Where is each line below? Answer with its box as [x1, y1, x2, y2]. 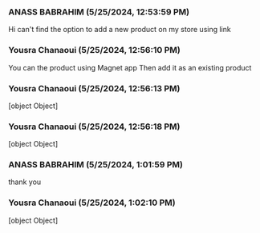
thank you [8, 177, 42, 187]
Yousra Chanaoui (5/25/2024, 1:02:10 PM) [8, 197, 176, 208]
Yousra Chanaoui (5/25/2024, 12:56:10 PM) [8, 45, 181, 56]
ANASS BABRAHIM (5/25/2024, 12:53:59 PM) [8, 6, 190, 18]
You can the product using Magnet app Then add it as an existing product [8, 62, 252, 72]
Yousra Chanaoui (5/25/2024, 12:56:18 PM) [8, 121, 181, 132]
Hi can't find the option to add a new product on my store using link [8, 25, 231, 34]
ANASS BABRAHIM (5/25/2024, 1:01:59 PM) [8, 159, 183, 171]
